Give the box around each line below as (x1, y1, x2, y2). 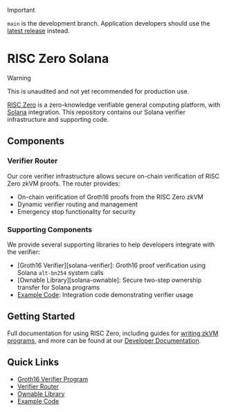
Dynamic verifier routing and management (17, 200, 138, 208)
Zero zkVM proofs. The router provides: (7, 179, 120, 188)
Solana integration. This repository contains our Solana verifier (7, 107, 185, 116)
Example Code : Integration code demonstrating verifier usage (17, 290, 194, 298)
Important (7, 6, 35, 14)
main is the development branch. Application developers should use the (7, 19, 210, 27)
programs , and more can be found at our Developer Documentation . (7, 336, 201, 345)
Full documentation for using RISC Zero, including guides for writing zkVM (7, 329, 219, 337)
